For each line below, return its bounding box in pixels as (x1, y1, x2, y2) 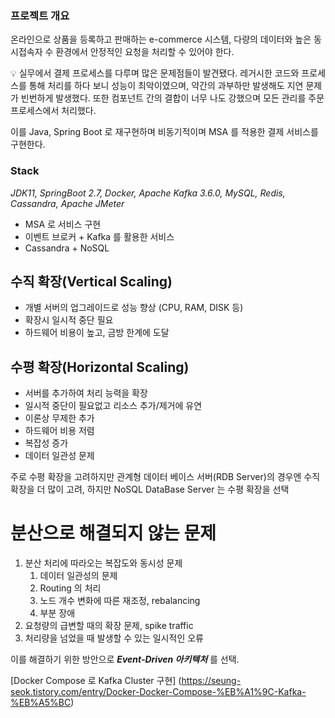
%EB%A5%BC (10, 697, 72, 709)
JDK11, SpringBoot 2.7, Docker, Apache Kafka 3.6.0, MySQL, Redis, (10, 187, 286, 199)
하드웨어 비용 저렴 (24, 425, 95, 437)
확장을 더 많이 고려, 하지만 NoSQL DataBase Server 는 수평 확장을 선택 (10, 483, 290, 496)
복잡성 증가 (24, 437, 69, 449)
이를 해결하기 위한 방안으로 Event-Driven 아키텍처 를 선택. (10, 653, 240, 666)
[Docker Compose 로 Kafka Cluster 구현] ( (10, 675, 182, 687)
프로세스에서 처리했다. (10, 105, 97, 117)
